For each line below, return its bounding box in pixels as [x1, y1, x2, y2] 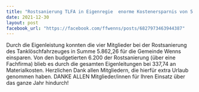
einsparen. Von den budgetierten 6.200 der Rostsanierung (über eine [6, 54, 176, 61]
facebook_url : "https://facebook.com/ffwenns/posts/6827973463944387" [6, 25, 185, 31]
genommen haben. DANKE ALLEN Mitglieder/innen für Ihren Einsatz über [6, 73, 186, 80]
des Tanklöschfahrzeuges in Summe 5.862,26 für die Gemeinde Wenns [6, 48, 182, 55]
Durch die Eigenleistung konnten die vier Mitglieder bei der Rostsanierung [6, 42, 187, 49]
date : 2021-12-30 [6, 14, 49, 20]
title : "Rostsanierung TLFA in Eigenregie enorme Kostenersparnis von [6, 8, 188, 15]
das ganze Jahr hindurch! [6, 80, 69, 87]
